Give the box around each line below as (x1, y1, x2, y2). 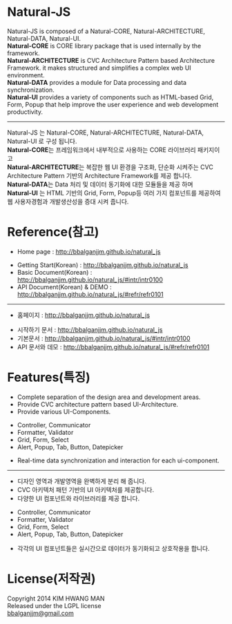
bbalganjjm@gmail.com (7, 609, 74, 617)
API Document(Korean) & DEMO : (17, 282, 112, 291)
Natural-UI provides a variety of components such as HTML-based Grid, (7, 92, 214, 101)
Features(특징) (7, 370, 91, 385)
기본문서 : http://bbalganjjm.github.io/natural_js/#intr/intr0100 (17, 334, 191, 342)
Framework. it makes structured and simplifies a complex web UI (7, 64, 191, 72)
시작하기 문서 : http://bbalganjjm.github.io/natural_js (17, 325, 163, 333)
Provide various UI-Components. (17, 407, 111, 416)
